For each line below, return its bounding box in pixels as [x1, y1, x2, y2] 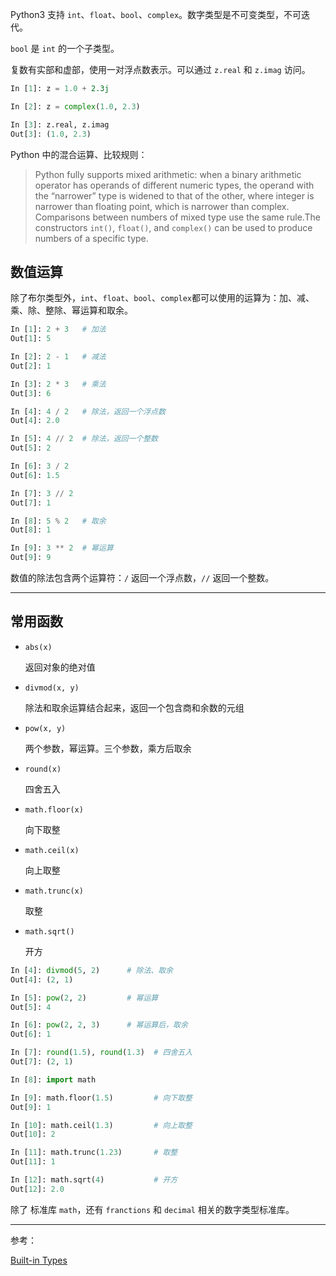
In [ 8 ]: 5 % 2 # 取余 [10, 516, 107, 526]
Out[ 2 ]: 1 [10, 361, 52, 371]
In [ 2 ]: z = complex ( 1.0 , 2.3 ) [10, 101, 141, 112]
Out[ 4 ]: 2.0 [10, 416, 60, 426]
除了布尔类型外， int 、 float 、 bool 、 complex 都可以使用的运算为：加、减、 [10, 292, 315, 304]
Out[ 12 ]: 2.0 [10, 1184, 65, 1194]
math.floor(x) [24, 804, 84, 815]
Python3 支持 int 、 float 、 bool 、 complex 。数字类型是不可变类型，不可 [10, 9, 302, 20]
